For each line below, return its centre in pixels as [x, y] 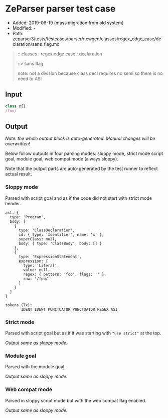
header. [13, 203]
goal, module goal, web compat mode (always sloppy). [62, 159]
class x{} [16, 106]
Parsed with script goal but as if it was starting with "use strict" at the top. [83, 333]
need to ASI [30, 78]
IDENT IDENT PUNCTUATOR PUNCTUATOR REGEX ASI [69, 309]
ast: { [12, 213]
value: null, [37, 270]
